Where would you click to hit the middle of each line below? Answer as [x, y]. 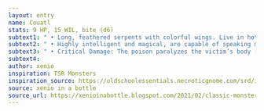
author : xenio [31, 66]
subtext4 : [24, 59]
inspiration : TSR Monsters [52, 73]
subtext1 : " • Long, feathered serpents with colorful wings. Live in [126, 37]
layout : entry [31, 15]
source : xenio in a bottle [52, 88]
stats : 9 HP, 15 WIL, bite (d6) [61, 30]
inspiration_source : [42, 81]
